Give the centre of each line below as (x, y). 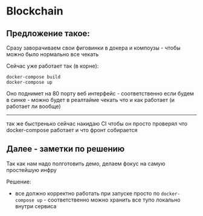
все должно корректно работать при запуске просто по (87, 193)
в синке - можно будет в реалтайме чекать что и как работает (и (91, 100)
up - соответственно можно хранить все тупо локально (109, 200)
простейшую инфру (32, 170)
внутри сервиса (36, 206)
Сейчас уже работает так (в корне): (53, 66)
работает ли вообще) (34, 106)
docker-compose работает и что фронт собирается (72, 130)
